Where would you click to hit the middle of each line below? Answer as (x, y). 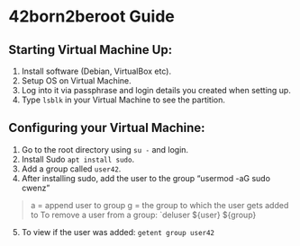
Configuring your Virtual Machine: (107, 128)
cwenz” (36, 188)
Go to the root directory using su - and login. (105, 149)
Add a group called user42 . (71, 169)
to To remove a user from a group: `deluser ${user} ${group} (143, 215)
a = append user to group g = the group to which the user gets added (159, 205)
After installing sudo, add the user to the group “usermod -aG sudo (146, 178)
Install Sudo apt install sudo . (78, 159)
